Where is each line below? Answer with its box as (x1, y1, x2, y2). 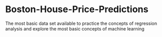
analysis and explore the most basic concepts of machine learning (5, 25, 145, 31)
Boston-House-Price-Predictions (5, 4, 149, 15)
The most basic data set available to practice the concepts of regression (5, 20, 157, 26)
